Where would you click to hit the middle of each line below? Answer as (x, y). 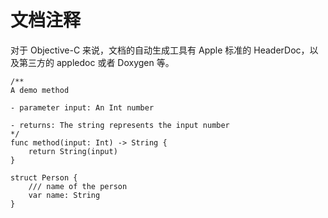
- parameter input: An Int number (82, 107)
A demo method (40, 90)
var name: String (64, 195)
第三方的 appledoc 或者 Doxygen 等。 (96, 62)
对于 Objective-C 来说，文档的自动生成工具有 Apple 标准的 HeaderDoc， (160, 50)
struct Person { (44, 177)
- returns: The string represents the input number (120, 125)
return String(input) (73, 151)
